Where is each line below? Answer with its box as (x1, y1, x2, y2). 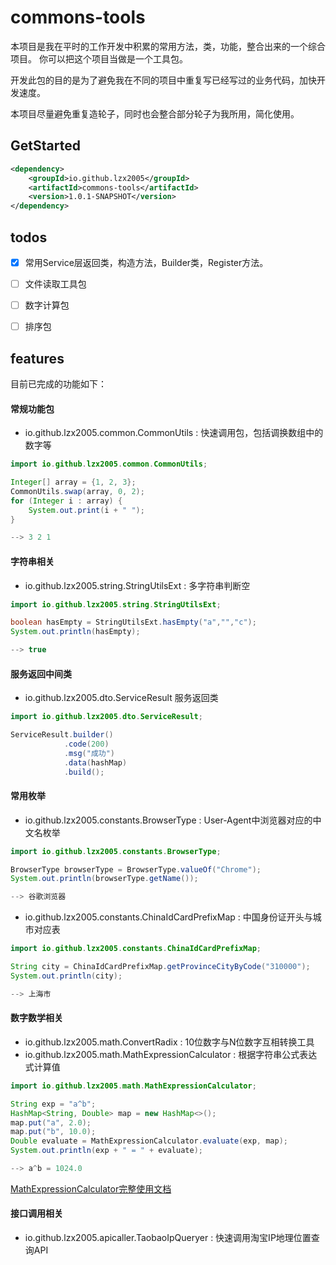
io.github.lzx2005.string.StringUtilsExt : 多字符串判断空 (24, 579, 251, 591)
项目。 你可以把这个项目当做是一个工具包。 (10, 52, 188, 65)
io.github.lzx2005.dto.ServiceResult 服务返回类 (24, 692, 219, 704)
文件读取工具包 (24, 278, 87, 290)
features (10, 350, 65, 367)
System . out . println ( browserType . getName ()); (10, 874, 199, 884)
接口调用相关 (10, 1207, 63, 1220)
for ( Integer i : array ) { (10, 496, 123, 506)
